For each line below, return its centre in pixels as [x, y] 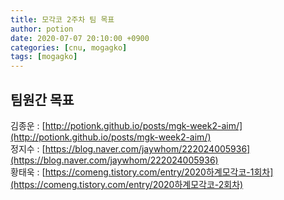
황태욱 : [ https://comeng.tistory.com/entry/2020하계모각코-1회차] [142, 172]
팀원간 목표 [42, 99]
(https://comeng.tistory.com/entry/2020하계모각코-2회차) [127, 184]
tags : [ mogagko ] [44, 57]
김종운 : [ [28, 125]
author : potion [42, 29]
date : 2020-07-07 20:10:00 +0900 [80, 38]
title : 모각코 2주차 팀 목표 [62, 19]
